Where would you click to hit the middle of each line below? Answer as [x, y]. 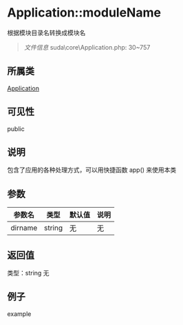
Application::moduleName [84, 13]
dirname [24, 228]
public [16, 128]
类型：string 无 [28, 273]
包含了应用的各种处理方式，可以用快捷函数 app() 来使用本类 [92, 170]
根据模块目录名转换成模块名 [46, 32]
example [19, 314]
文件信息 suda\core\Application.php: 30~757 [87, 47]
